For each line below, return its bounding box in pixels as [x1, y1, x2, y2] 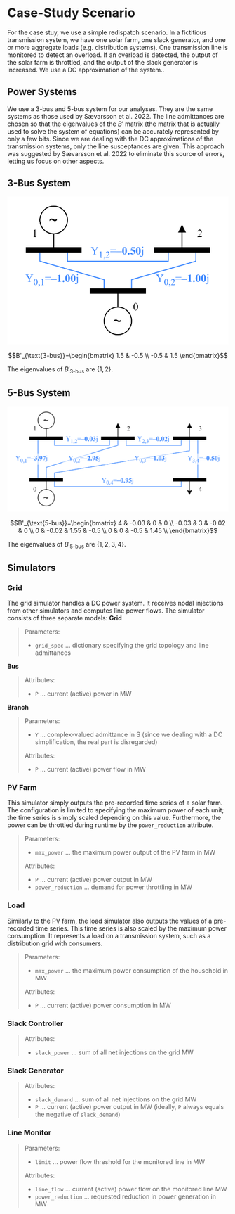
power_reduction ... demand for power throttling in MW [34, 883, 193, 891]
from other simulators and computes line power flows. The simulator [7, 606, 205, 615]
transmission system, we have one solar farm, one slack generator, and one [7, 35, 226, 44]
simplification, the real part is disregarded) [34, 738, 158, 746]
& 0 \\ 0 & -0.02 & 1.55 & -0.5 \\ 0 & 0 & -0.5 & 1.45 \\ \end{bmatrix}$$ [18, 526, 218, 535]
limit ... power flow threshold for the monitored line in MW [34, 1157, 206, 1165]
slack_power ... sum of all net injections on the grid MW [34, 1048, 194, 1056]
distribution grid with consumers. [7, 939, 103, 947]
